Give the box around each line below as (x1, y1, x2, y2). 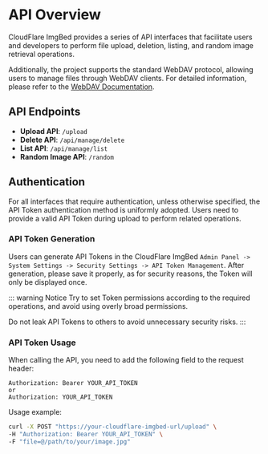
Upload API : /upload (19, 126, 88, 136)
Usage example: (8, 407, 63, 417)
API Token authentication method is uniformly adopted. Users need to (8, 205, 239, 214)
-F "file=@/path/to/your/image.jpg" (8, 437, 131, 446)
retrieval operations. (8, 49, 75, 59)
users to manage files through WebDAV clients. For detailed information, (8, 73, 247, 83)
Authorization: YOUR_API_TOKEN (8, 393, 113, 402)
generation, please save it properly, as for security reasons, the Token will (8, 269, 253, 278)
